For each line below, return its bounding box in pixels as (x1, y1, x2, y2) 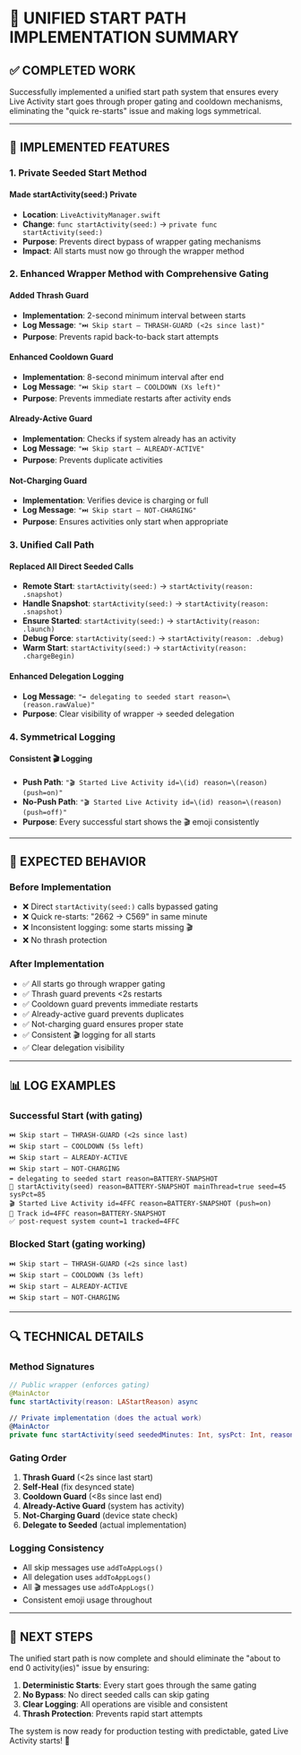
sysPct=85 (9, 1190, 47, 1199)
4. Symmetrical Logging (9, 731, 116, 743)
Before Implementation (9, 881, 112, 894)
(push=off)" (21, 808, 67, 817)
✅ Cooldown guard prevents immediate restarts (21, 999, 199, 1009)
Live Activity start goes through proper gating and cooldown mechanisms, (9, 96, 283, 107)
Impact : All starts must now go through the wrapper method (21, 246, 245, 256)
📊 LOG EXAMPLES (9, 1078, 116, 1094)
